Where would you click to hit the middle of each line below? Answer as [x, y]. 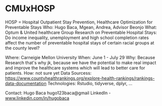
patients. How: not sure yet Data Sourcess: [48, 73]
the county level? [23, 48]
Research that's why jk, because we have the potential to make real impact [81, 63]
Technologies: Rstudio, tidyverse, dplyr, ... [90, 83]
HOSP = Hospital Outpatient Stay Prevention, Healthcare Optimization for [79, 22]
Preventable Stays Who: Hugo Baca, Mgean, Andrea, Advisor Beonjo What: [81, 27]
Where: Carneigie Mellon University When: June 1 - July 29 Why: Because [80, 57]
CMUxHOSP [30, 9]
